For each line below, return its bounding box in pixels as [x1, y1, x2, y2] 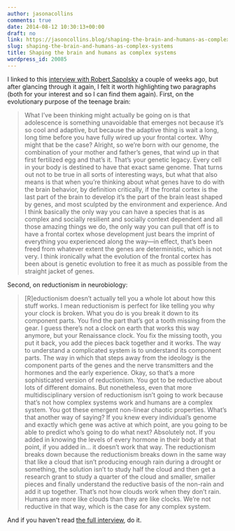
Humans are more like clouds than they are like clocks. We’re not [24, 495, 211, 503]
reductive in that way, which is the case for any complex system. [24, 502, 211, 511]
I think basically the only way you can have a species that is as [24, 207, 205, 215]
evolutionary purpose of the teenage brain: [7, 97, 131, 106]
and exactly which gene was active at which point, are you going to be [24, 420, 228, 429]
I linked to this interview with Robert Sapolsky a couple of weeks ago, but [7, 75, 218, 83]
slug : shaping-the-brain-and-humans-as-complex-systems [7, 43, 173, 50]
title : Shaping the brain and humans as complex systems [7, 50, 177, 57]
